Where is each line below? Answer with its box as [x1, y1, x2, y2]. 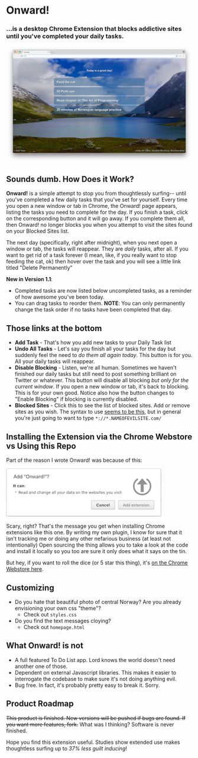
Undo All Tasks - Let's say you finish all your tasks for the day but [14, 345, 176, 352]
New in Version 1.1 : [6, 276, 53, 283]
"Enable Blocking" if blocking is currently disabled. [14, 396, 138, 403]
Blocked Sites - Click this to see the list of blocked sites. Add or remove [14, 402, 190, 409]
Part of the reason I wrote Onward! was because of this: [6, 457, 142, 464]
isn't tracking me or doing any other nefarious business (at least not [6, 535, 171, 542]
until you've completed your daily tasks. [6, 32, 124, 40]
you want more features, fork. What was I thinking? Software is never [6, 721, 174, 728]
